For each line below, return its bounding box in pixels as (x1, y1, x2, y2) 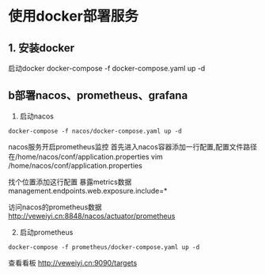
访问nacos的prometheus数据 (8, 202, 103, 212)
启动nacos (19, 111, 54, 121)
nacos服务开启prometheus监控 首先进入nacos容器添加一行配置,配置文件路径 (8, 141, 257, 151)
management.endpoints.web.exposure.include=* (8, 186, 168, 195)
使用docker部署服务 (8, 7, 138, 25)
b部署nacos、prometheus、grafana (8, 89, 188, 103)
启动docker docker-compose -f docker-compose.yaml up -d (8, 64, 206, 73)
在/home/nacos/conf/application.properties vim (8, 152, 164, 161)
